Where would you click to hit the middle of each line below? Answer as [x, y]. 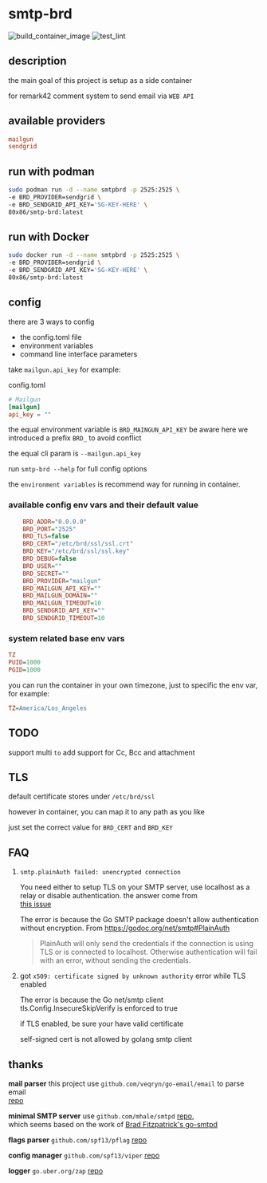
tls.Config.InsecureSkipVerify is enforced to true [98, 1008]
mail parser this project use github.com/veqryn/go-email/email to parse [126, 1083]
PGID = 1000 [25, 670]
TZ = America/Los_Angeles [48, 708]
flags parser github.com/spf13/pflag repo [78, 1140]
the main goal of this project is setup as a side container [100, 80]
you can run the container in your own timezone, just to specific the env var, [133, 685]
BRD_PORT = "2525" [50, 529]
